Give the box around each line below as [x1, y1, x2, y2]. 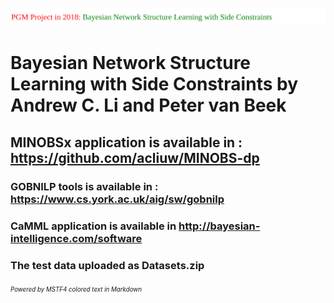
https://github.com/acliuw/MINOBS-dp [10, 149, 260, 166]
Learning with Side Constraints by [10, 73, 298, 96]
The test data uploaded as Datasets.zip [10, 258, 205, 272]
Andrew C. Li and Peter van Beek [10, 94, 287, 117]
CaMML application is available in [10, 219, 177, 233]
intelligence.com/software [10, 231, 143, 245]
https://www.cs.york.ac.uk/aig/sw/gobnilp [10, 192, 225, 206]
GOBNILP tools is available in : [10, 179, 159, 193]
